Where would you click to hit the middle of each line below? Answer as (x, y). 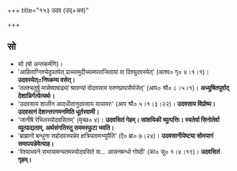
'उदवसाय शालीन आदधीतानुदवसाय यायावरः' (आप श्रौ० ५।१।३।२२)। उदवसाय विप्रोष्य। (116, 104)
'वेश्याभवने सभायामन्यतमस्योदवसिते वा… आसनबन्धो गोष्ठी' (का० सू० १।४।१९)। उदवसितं (119, 151)
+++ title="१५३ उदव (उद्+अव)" (48, 10)
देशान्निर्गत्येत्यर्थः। (36, 96)
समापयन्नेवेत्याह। (36, 143)
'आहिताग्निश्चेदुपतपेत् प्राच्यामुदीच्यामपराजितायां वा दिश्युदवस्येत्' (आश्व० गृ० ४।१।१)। (113, 72)
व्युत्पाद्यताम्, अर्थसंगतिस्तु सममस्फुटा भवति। (66, 128)
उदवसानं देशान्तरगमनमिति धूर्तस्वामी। (58, 111)
